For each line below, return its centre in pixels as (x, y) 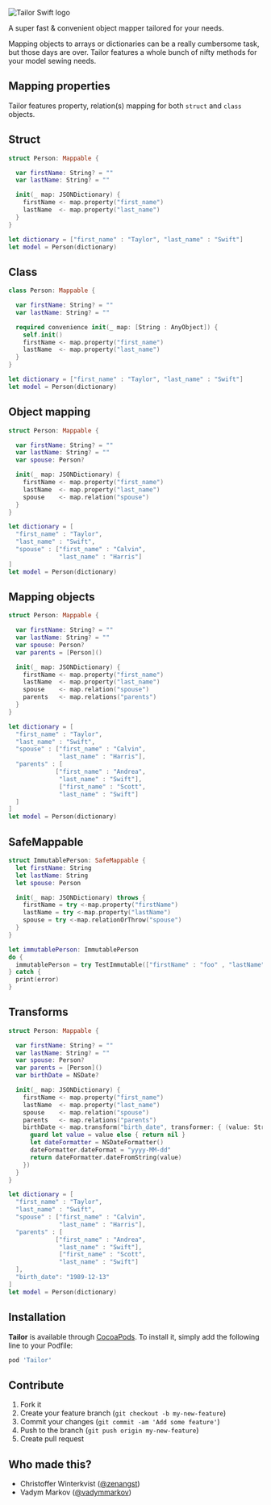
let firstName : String (54, 867)
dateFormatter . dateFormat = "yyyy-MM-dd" (100, 1150)
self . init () (43, 335)
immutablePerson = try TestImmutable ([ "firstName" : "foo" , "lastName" (140, 964)
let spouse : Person (48, 883)
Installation (37, 1317)
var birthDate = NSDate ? (57, 1076)
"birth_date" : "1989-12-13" (63, 1277)
